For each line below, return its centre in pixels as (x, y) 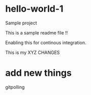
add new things (39, 73)
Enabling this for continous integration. (46, 42)
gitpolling (15, 87)
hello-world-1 (34, 9)
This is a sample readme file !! (37, 33)
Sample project (21, 23)
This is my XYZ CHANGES (33, 52)
